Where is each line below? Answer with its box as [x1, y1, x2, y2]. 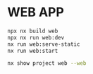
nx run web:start [7, 47, 58, 54]
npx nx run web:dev [7, 34, 65, 41]
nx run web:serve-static [7, 40, 80, 48]
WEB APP [7, 4, 65, 20]
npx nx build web [7, 27, 58, 35]
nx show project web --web [7, 60, 87, 67]
